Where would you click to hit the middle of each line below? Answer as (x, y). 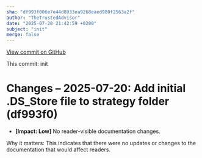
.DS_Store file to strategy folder (88, 102)
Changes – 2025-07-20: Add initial (96, 88)
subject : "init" (27, 29)
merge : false (23, 35)
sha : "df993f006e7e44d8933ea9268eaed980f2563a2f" (71, 12)
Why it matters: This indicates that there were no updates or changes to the (101, 143)
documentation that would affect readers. (59, 149)
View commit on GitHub (36, 52)
